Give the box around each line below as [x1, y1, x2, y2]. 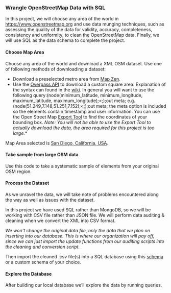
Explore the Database [5, 271, 52, 277]
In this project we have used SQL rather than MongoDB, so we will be [5, 206, 151, 213]
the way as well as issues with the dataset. [5, 197, 95, 203]
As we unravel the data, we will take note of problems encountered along [5, 191, 159, 198]
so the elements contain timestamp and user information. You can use [12, 108, 160, 114]
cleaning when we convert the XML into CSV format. [5, 217, 116, 224]
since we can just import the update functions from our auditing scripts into [5, 238, 164, 244]
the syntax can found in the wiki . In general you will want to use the [12, 86, 155, 93]
